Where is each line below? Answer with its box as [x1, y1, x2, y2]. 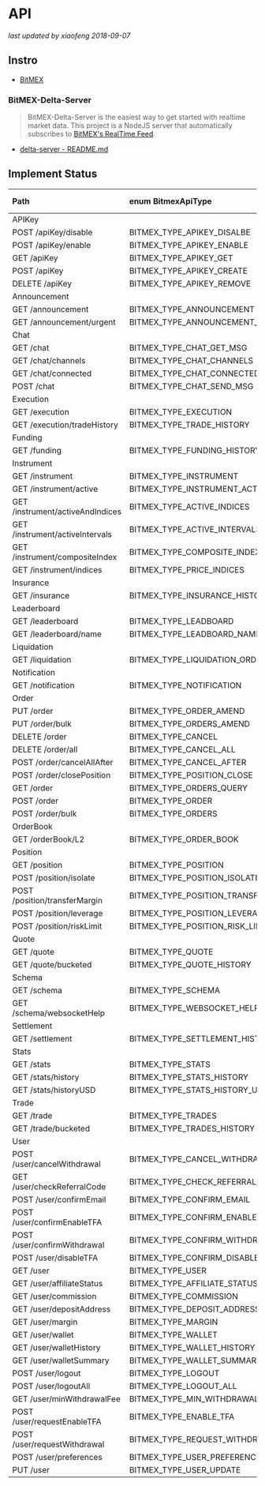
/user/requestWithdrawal [12, 1439, 105, 1450]
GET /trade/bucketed [12, 1123, 91, 1134]
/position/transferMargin [12, 895, 103, 906]
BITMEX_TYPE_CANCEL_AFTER [129, 756, 247, 767]
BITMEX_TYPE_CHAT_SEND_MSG [129, 381, 254, 392]
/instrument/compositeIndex [12, 551, 118, 562]
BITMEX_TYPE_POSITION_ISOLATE [129, 872, 260, 883]
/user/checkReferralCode [12, 1181, 106, 1192]
